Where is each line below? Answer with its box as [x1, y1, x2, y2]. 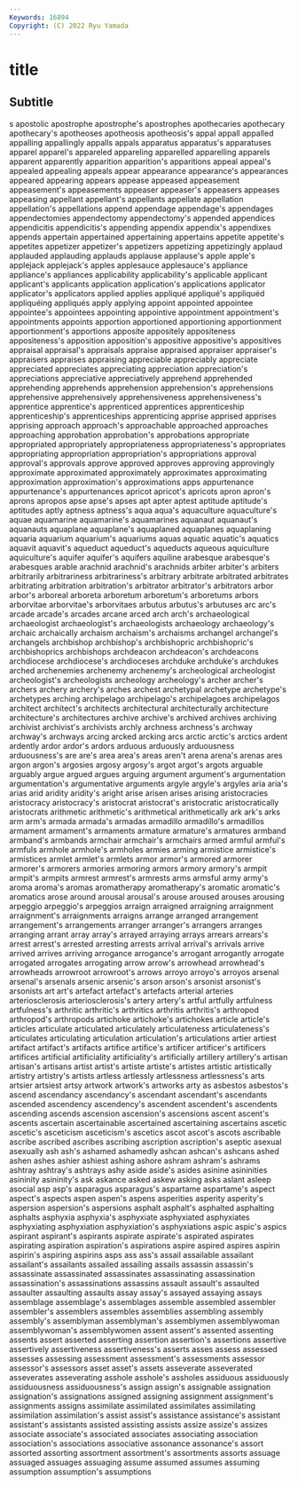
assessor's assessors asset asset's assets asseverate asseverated [9, 1363, 253, 1373]
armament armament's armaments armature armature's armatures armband [9, 825, 286, 836]
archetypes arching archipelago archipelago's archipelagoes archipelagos [9, 693, 280, 704]
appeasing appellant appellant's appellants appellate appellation [9, 193, 244, 204]
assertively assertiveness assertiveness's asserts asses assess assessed [9, 1343, 278, 1354]
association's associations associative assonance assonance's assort [9, 1438, 264, 1449]
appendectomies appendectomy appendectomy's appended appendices [9, 212, 276, 223]
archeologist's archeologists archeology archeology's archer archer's [9, 674, 263, 685]
